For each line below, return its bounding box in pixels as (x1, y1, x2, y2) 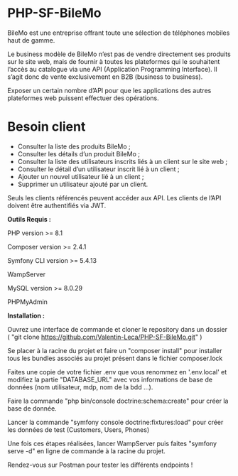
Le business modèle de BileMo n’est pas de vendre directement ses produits (7, 50, 231, 58)
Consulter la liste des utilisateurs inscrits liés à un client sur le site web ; (17, 157, 228, 166)
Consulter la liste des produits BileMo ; (17, 142, 131, 151)
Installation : (7, 311, 45, 320)
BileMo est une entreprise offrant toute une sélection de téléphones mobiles (7, 28, 230, 37)
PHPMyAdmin (7, 297, 48, 306)
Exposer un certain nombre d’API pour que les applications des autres (7, 86, 212, 94)
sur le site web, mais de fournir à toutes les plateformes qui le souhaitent (7, 57, 220, 65)
